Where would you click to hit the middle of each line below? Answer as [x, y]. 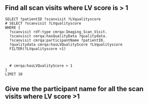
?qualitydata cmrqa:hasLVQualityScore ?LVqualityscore [66, 45]
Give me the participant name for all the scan [74, 89]
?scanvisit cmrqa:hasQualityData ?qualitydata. [58, 36]
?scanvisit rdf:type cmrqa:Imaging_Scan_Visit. [58, 32]
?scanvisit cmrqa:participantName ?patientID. [57, 40]
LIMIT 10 [14, 74]
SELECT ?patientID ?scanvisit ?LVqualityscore [53, 19]
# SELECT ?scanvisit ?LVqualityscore [43, 23]
